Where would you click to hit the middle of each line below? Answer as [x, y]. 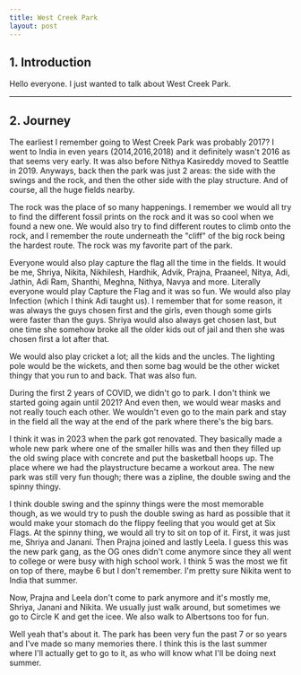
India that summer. [43, 581]
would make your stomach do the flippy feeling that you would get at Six [142, 523]
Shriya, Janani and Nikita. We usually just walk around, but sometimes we [145, 608]
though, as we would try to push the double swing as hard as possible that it [150, 513]
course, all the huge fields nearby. [72, 190]
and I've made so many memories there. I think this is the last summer [138, 644]
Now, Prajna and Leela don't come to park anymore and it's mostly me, [140, 598]
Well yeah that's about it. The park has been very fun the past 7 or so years [148, 635]
